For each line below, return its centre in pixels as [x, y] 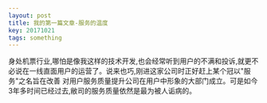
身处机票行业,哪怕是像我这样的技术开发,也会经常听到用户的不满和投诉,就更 [130, 61]
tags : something [35, 38]
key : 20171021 [32, 30]
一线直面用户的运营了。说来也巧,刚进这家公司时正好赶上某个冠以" [137, 71]
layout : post [30, 15]
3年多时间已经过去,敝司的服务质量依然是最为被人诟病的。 [102, 91]
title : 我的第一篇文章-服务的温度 [58, 23]
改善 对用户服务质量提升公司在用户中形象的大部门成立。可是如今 [152, 81]
